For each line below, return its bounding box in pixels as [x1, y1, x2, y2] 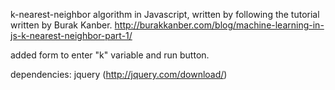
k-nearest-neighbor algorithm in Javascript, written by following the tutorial [10, 9, 320, 20]
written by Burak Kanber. [10, 19, 113, 31]
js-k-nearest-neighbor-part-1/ [10, 30, 133, 41]
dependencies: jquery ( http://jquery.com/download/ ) [10, 69, 228, 80]
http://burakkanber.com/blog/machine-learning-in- [114, 19, 325, 31]
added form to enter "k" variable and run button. [10, 49, 210, 61]
